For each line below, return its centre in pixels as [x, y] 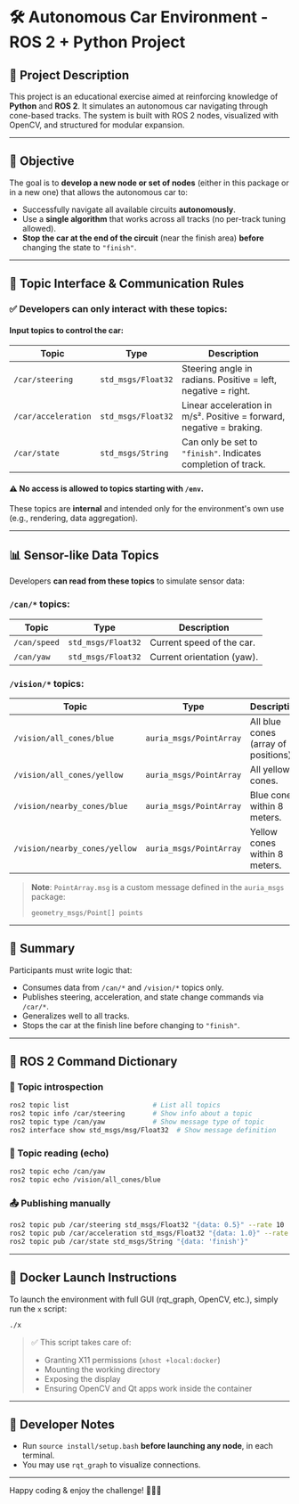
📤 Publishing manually [60, 1203]
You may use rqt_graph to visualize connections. [111, 1465]
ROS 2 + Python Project [97, 42]
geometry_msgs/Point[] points [87, 913]
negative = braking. [222, 428]
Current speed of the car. [203, 642]
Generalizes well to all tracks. [76, 1016]
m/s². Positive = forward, [234, 417]
